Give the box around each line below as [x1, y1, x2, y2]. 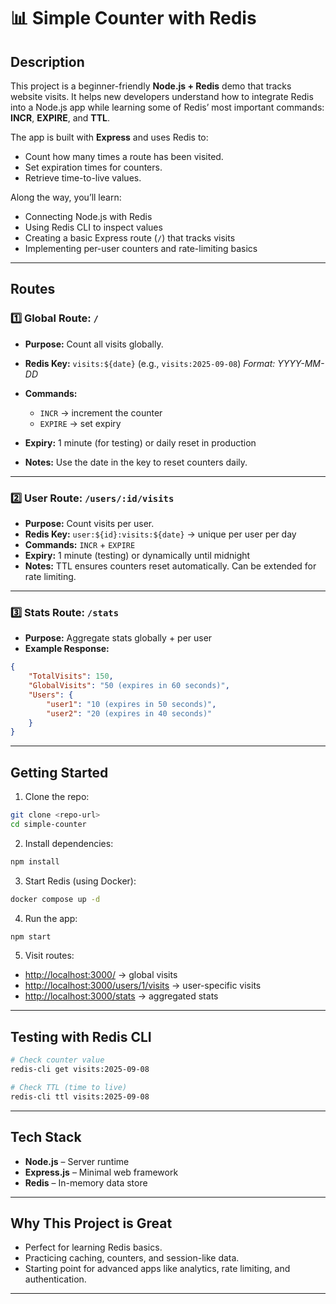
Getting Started [10, 764, 109, 781]
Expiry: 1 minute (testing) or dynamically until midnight [24, 549, 251, 561]
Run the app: [24, 912, 78, 924]
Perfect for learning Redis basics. [24, 1241, 163, 1254]
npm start [10, 931, 52, 942]
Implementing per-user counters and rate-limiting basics [24, 243, 258, 254]
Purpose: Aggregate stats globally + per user [24, 632, 213, 644]
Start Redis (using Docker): [24, 875, 137, 887]
